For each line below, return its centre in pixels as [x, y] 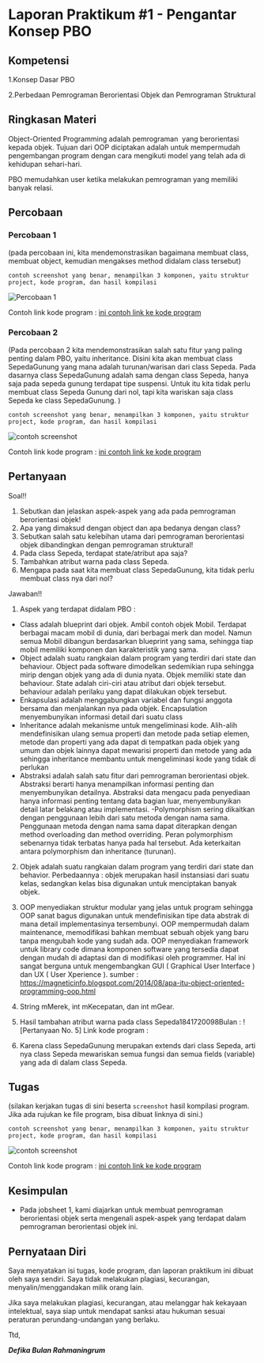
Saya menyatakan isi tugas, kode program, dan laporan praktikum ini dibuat [131, 1270]
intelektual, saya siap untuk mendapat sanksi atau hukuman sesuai [117, 1312]
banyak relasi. [31, 187]
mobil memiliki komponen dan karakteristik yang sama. [109, 649]
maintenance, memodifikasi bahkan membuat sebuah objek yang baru [134, 932]
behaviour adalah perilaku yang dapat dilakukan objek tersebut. [123, 691]
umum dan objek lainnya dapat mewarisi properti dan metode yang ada [136, 750]
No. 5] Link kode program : [105, 1030]
